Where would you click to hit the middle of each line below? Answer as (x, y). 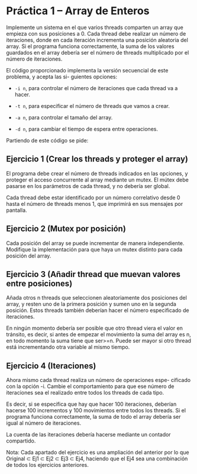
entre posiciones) (39, 283)
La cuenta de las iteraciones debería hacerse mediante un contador (88, 435)
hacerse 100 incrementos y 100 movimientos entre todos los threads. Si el (96, 411)
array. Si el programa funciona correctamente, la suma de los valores (90, 46)
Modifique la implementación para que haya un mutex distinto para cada (94, 249)
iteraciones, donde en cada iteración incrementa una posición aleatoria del (97, 40)
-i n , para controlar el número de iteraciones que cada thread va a (96, 88)
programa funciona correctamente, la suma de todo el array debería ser (94, 417)
